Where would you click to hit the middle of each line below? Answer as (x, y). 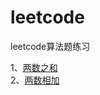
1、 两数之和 (34, 67)
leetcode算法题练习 (50, 46)
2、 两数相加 (35, 80)
